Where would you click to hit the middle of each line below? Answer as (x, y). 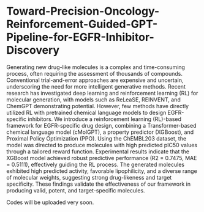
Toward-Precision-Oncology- (83, 11)
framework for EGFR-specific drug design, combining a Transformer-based (101, 125)
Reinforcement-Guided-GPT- (82, 24)
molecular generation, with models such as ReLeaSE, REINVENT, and (93, 100)
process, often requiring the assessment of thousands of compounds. (94, 73)
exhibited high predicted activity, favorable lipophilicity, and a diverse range (102, 171)
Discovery (33, 50)
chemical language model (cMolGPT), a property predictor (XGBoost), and (100, 132)
